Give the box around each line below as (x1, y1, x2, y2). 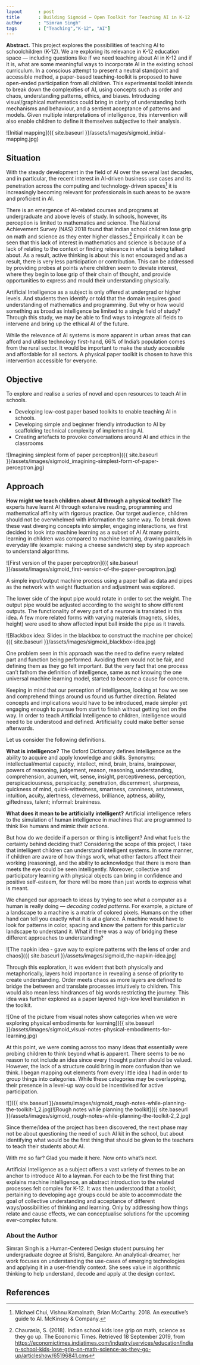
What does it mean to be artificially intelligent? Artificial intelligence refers (6, 810, 192, 817)
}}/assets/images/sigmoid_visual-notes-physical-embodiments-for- (6, 1026, 172, 1033)
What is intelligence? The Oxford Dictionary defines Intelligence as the (6, 748, 182, 754)
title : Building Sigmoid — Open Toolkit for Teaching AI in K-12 (6, 14, 190, 20)
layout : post (6, 8, 55, 15)
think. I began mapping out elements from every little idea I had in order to (6, 1069, 188, 1076)
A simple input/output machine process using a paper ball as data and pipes (6, 577, 193, 584)
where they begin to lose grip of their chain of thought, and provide (6, 270, 171, 278)
